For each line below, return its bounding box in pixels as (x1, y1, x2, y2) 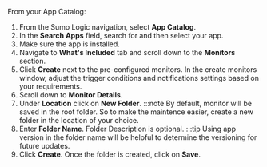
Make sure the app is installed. (18, 39, 121, 49)
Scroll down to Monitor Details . (18, 90, 123, 99)
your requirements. (18, 82, 82, 91)
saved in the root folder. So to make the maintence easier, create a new (18, 107, 253, 117)
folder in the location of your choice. (18, 116, 139, 125)
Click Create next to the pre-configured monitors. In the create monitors (18, 65, 257, 74)
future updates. (18, 141, 70, 150)
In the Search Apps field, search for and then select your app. (18, 31, 224, 40)
